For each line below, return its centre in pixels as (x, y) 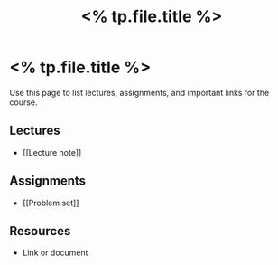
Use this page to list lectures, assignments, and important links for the (139, 92)
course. (23, 102)
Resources (40, 231)
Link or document (55, 253)
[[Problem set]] (51, 203)
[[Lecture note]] (52, 152)
